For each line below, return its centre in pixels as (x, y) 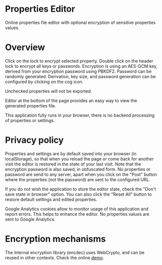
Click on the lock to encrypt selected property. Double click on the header (79, 61)
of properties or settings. (30, 120)
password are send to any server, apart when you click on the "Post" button (81, 174)
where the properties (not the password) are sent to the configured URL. (78, 180)
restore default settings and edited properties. (51, 199)
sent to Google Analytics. (30, 219)
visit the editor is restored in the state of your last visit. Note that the (73, 164)
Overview (25, 48)
